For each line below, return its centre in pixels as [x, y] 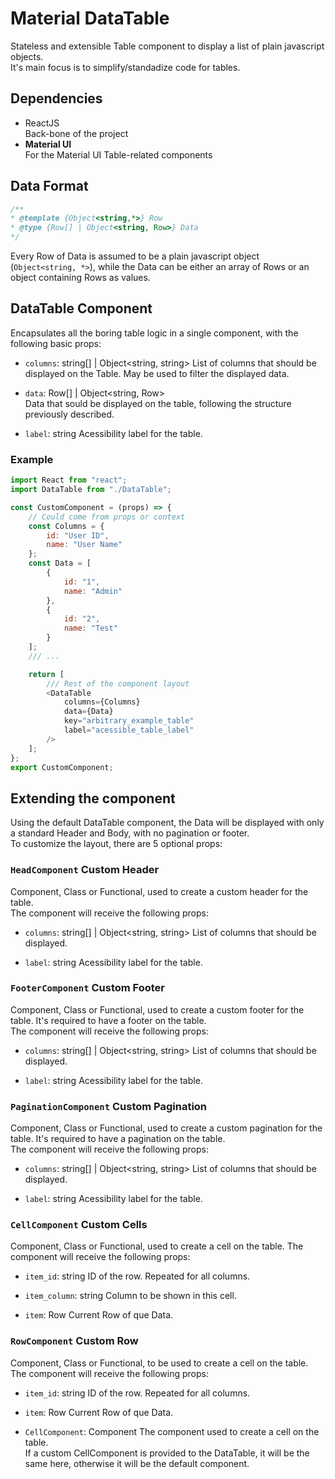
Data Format [49, 186]
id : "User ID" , [78, 535]
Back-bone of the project [76, 133]
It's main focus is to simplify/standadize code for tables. [125, 67]
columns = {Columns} [102, 702]
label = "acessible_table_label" [129, 730]
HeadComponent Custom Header [85, 870]
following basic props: [56, 343]
